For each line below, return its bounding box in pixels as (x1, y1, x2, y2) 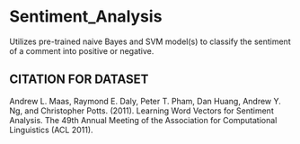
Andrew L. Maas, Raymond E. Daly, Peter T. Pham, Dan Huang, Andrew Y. (9, 95, 281, 106)
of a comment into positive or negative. (9, 45, 154, 56)
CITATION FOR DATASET (9, 72, 149, 87)
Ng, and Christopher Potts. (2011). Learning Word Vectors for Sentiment (9, 105, 274, 116)
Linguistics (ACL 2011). (9, 124, 93, 135)
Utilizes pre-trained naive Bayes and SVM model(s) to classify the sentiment (9, 36, 291, 47)
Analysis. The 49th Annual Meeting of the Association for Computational (9, 114, 278, 125)
